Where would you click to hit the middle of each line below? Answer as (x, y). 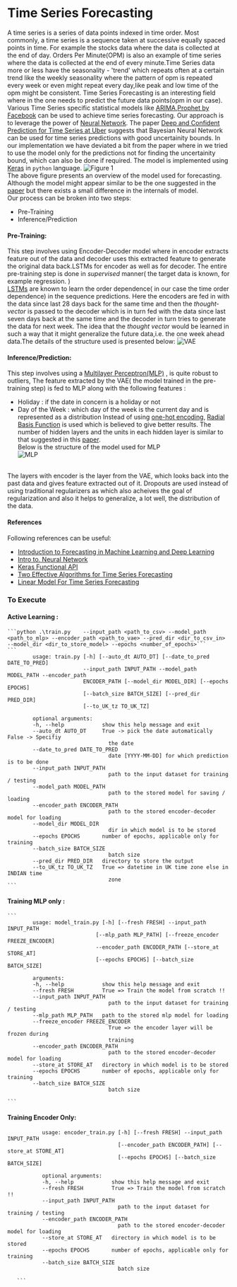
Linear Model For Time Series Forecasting (78, 582)
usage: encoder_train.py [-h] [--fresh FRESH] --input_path (132, 1133)
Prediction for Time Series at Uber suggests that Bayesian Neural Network (115, 130)
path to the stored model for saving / (167, 793)
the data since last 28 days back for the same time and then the (100, 304)
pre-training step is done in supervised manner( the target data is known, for (119, 274)
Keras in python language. (45, 168)
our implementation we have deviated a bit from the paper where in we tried (117, 145)
